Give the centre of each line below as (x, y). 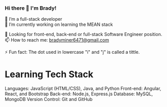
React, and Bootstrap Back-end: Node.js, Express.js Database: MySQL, (79, 94)
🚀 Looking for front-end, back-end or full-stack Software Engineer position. (83, 34)
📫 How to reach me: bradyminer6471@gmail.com (57, 40)
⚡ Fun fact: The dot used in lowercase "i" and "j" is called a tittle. (72, 52)
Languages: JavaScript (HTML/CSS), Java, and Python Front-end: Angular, (83, 89)
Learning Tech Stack (49, 74)
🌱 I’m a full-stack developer (34, 19)
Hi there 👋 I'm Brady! (31, 8)
